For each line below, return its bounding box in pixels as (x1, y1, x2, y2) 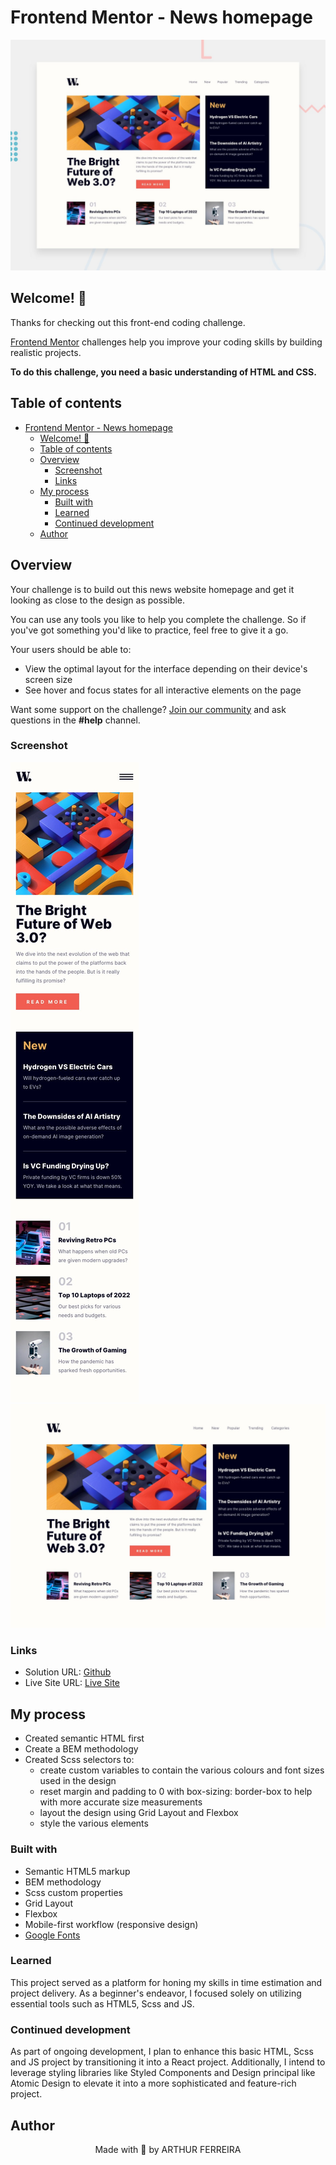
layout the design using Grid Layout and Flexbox (39, 1807, 239, 1819)
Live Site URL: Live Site (24, 1677, 121, 1689)
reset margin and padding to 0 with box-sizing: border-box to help (39, 1786, 313, 1798)
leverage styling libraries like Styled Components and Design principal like (10, 2067, 316, 2079)
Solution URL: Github (24, 1666, 112, 1678)
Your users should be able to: (10, 643, 132, 655)
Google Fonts (24, 1929, 81, 1941)
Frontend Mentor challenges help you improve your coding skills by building (10, 336, 323, 348)
